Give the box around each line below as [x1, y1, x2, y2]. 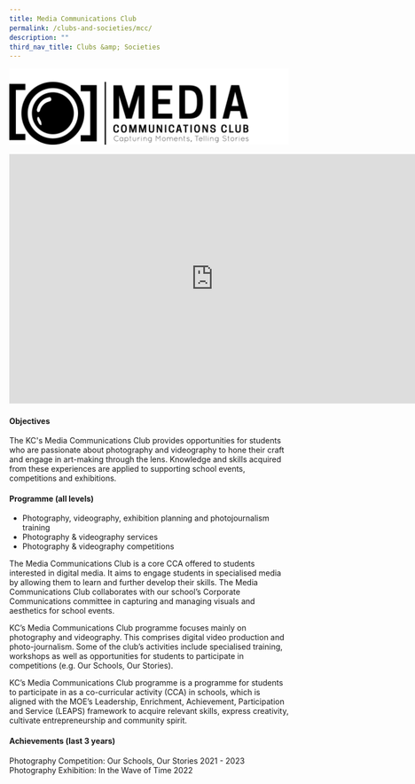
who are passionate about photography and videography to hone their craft [9, 444, 285, 456]
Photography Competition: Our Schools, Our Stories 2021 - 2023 [9, 755, 246, 766]
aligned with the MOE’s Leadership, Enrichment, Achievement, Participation [9, 696, 286, 707]
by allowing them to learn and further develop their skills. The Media [9, 577, 259, 588]
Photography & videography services [21, 532, 158, 543]
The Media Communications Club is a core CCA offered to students [9, 559, 255, 569]
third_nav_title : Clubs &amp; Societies [9, 43, 161, 51]
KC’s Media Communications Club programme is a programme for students [9, 678, 284, 688]
